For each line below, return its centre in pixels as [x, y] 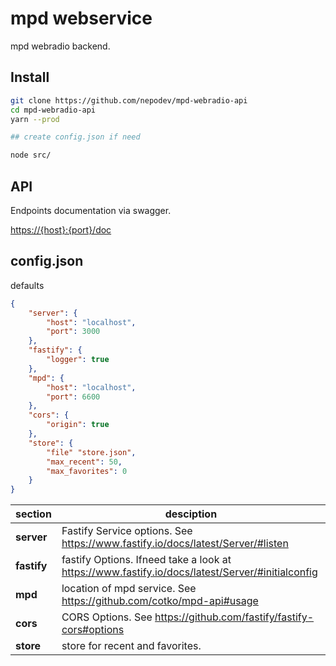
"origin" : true [78, 425]
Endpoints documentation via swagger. [91, 210]
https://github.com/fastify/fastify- [234, 617]
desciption [191, 514]
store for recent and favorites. [131, 646]
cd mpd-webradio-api [53, 110]
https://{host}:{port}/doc [61, 229]
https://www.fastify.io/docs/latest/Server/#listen [175, 544]
